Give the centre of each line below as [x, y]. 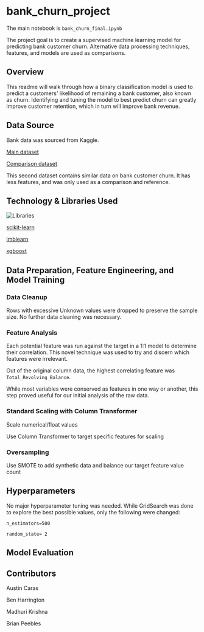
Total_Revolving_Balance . [39, 377]
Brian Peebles [24, 623]
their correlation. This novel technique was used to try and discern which [98, 352]
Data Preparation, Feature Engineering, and [90, 270]
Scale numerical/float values [42, 424]
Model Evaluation [40, 553]
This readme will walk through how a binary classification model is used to [100, 87]
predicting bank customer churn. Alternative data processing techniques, [98, 46]
